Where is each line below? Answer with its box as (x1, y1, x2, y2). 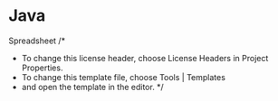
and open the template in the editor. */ (21, 81, 164, 92)
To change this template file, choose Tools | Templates (21, 71, 225, 82)
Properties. (21, 62, 63, 73)
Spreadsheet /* (8, 35, 65, 46)
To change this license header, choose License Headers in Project (21, 52, 269, 63)
